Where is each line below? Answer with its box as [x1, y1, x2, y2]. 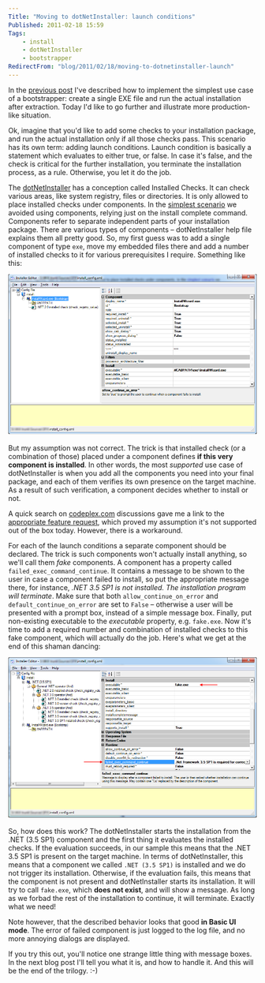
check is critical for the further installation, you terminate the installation [8, 159, 242, 169]
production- [211, 102, 251, 111]
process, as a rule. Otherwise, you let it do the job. [8, 167, 172, 177]
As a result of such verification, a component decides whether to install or [8, 485, 248, 495]
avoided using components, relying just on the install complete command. [8, 207, 248, 217]
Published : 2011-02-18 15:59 [8, 21, 104, 29]
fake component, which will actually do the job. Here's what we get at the [8, 633, 247, 642]
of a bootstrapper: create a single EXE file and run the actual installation [8, 93, 241, 103]
